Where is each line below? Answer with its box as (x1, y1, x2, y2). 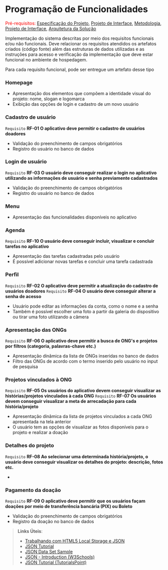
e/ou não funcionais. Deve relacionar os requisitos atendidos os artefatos (5, 40, 156, 46)
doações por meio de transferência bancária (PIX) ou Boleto (5, 503, 133, 509)
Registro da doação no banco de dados (12, 518, 94, 524)
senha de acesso (5, 293, 42, 299)
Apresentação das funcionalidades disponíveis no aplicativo (12, 214, 137, 220)
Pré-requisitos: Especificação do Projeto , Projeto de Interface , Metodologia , (5, 20, 162, 26)
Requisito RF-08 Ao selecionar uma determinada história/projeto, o (5, 453, 148, 459)
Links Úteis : (17, 528, 43, 534)
